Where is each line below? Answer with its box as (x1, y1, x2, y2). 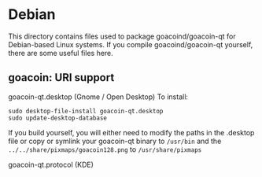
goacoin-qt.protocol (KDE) (8, 160, 94, 169)
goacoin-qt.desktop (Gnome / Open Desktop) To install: (8, 92, 189, 101)
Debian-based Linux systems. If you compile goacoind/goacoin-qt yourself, (8, 39, 253, 49)
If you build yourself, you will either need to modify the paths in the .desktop (8, 127, 255, 137)
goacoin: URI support (8, 71, 115, 84)
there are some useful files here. (8, 48, 114, 57)
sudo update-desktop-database (8, 114, 108, 122)
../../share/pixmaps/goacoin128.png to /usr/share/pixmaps (8, 144, 202, 154)
